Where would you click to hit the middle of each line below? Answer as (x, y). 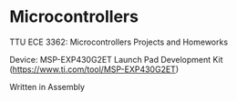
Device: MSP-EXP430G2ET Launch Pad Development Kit (116, 59)
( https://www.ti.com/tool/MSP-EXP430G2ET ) (94, 69)
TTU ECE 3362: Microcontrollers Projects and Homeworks (119, 42)
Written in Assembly (47, 86)
